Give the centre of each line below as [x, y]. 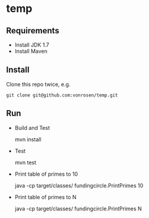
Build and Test [32, 127]
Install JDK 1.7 [32, 45]
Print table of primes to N [45, 197]
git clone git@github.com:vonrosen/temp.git [62, 95]
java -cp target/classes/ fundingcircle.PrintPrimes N [78, 208]
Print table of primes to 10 [46, 174]
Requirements [33, 31]
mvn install [28, 139]
